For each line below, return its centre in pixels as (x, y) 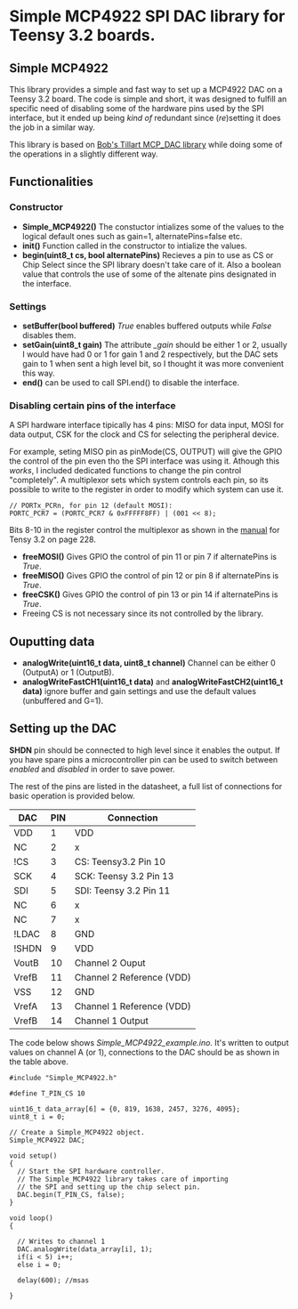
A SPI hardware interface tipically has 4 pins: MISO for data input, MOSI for (147, 425)
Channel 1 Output (112, 1021)
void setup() (33, 1155)
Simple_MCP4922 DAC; (48, 1140)
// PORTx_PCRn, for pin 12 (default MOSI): (91, 506)
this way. (38, 373)
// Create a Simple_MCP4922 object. (77, 1132)
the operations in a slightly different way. (84, 154)
